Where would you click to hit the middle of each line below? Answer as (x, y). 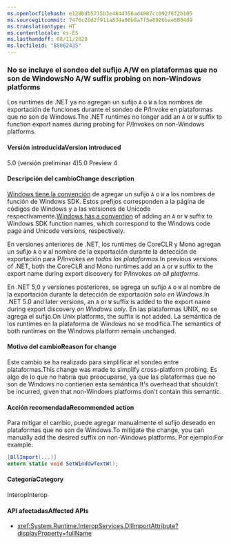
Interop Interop (28, 495)
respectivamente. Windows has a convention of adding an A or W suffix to (110, 216)
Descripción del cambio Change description (71, 179)
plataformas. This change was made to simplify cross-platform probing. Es (112, 369)
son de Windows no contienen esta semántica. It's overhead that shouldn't (113, 384)
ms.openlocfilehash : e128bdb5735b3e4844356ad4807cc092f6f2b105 (100, 13)
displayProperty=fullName (54, 534)
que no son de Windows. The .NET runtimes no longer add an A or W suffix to (115, 117)
